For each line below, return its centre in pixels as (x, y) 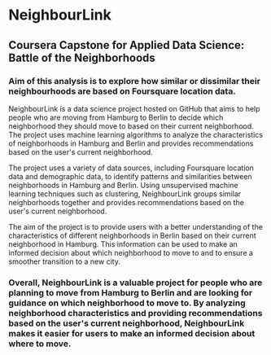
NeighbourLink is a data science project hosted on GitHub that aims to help (134, 108)
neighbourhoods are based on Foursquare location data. (122, 91)
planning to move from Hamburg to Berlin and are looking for (131, 292)
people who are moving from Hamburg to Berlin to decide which (116, 117)
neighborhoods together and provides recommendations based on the (126, 202)
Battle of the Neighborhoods (82, 57)
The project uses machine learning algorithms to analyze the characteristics (135, 134)
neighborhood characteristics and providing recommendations (135, 313)
